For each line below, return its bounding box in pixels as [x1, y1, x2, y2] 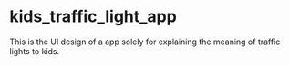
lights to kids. [9, 45, 60, 56]
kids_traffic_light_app [9, 6, 178, 27]
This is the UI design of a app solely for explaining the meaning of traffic [9, 36, 281, 47]
